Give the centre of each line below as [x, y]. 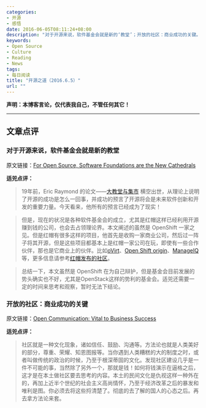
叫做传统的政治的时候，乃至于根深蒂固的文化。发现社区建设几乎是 [110, 359]
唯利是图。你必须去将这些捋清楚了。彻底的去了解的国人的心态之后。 [107, 390]
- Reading [19, 58]
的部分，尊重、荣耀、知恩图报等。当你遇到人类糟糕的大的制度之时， [107, 352]
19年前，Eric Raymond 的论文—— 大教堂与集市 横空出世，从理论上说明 [110, 191]
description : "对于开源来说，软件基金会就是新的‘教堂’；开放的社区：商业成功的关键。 [104, 35]
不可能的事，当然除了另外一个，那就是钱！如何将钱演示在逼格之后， [113, 367]
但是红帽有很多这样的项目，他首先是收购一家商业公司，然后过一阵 [116, 235]
